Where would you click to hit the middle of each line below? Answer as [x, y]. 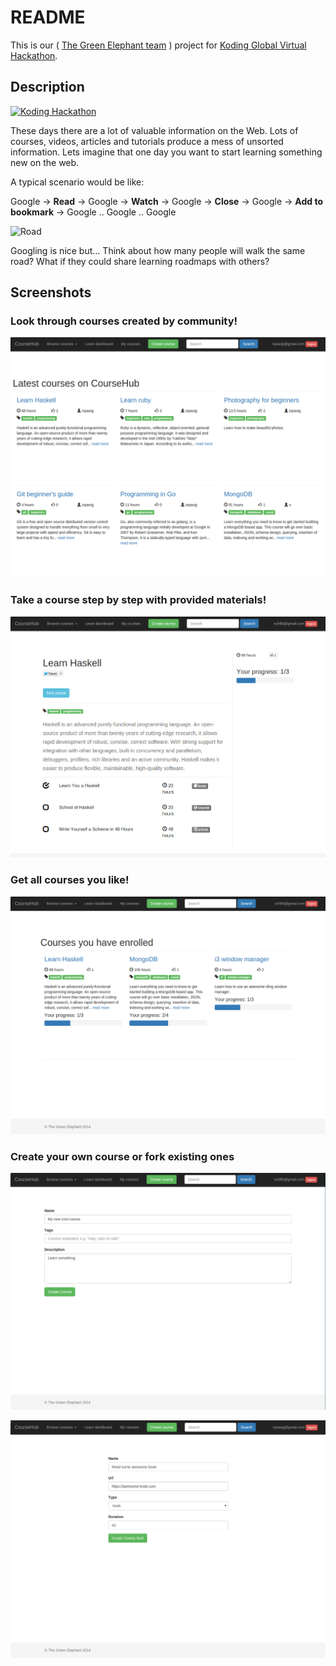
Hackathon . [34, 55]
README [48, 17]
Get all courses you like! [70, 880]
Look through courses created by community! [124, 321]
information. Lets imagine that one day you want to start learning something [166, 152]
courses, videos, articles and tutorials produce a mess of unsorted [147, 141]
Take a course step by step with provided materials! [138, 600]
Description [47, 87]
